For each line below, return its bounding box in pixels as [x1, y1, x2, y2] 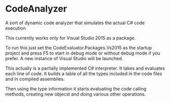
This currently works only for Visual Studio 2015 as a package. [5, 35, 136, 41]
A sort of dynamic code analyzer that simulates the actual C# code [5, 20, 145, 26]
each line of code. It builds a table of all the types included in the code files [5, 70, 162, 76]
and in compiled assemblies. [5, 76, 65, 82]
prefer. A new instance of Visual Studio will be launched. [5, 55, 123, 61]
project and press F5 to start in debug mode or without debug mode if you [5, 50, 161, 56]
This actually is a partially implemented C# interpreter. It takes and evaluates [5, 65, 165, 71]
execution [5, 25, 26, 31]
